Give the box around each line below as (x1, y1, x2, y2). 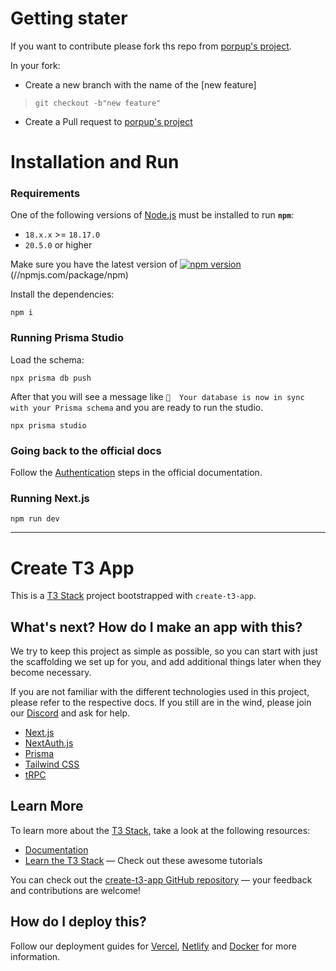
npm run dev (10, 514, 60, 524)
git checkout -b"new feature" (34, 98, 162, 108)
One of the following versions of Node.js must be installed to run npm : (10, 209, 295, 221)
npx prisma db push (10, 373, 92, 383)
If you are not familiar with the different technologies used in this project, (10, 686, 310, 698)
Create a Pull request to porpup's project (24, 115, 193, 127)
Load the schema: (10, 353, 85, 366)
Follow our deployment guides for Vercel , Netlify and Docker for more (10, 940, 297, 952)
